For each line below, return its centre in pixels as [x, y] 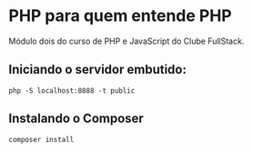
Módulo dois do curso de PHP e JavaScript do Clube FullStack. [126, 41]
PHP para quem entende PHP [121, 16]
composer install [41, 139]
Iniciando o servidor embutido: [98, 70]
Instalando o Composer [76, 119]
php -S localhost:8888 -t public [72, 91]
